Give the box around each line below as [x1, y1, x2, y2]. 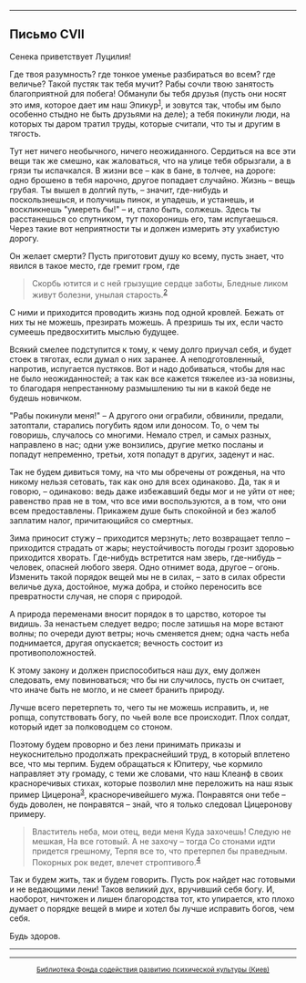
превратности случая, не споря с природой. [9, 591, 183, 602]
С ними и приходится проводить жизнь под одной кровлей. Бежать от [9, 307, 285, 318]
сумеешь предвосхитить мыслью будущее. [9, 326, 179, 337]
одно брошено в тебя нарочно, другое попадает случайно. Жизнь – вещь [9, 175, 296, 186]
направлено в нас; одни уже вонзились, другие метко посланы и [9, 440, 264, 450]
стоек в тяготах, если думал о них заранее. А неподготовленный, [9, 354, 265, 365]
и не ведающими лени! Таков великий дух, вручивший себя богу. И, [9, 884, 275, 895]
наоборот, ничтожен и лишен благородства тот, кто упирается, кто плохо [9, 894, 295, 905]
